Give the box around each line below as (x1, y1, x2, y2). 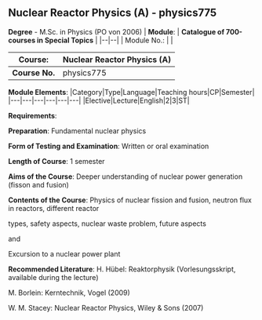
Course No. (12, 67, 56, 78)
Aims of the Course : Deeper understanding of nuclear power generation (8, 172, 243, 181)
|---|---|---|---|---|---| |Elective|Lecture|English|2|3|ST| (8, 96, 190, 105)
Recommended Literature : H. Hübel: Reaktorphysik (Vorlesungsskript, (8, 264, 236, 274)
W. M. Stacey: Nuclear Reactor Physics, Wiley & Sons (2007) (8, 303, 204, 312)
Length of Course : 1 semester (8, 156, 105, 165)
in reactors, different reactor (8, 203, 100, 213)
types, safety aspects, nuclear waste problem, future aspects (8, 219, 206, 228)
